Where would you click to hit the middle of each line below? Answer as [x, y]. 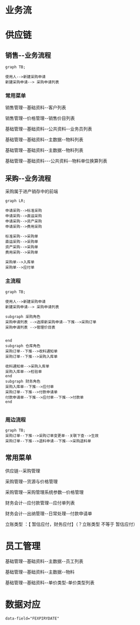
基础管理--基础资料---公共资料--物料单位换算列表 [56, 161]
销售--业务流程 [28, 55]
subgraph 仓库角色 [23, 346]
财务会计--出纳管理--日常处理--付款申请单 [49, 513]
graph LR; [16, 201]
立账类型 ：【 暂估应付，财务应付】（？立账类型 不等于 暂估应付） [72, 524]
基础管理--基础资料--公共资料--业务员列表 [49, 129]
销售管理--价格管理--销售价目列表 [40, 118]
